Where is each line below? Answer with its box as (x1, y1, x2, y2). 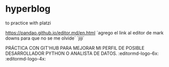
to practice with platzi (5, 20, 51, 26)
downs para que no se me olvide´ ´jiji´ (5, 35, 85, 41)
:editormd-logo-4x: (5, 55, 46, 61)
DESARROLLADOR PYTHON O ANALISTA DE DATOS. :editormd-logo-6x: (5, 50, 159, 56)
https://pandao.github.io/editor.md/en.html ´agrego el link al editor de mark (5, 29, 164, 36)
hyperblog (5, 3, 51, 15)
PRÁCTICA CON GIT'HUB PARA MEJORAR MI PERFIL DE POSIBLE (5, 45, 145, 51)
